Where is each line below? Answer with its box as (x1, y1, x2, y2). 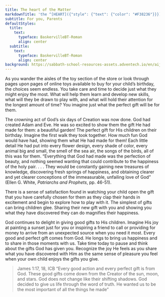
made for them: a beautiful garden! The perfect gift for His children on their (5, 127, 157, 133)
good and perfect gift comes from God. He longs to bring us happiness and (5, 235, 158, 241)
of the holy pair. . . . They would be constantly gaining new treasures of (5, 164, 149, 170)
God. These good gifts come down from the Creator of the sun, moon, (17, 271, 159, 277)
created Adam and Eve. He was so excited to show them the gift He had (5, 122, 151, 128)
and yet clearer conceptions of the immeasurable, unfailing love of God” (5, 174, 151, 180)
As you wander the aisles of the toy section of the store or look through (5, 76, 149, 82)
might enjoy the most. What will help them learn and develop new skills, (5, 92, 150, 98)
